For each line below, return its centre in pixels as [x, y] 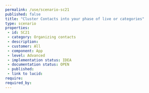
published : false [23, 14]
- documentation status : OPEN [38, 64]
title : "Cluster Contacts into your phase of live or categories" [75, 19]
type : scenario [21, 23]
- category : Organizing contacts [42, 37]
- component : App [25, 51]
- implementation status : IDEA [39, 60]
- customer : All [24, 46]
